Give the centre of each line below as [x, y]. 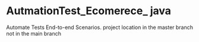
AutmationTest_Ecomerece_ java [89, 11]
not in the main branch [34, 33]
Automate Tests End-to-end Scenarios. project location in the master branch [100, 27]
